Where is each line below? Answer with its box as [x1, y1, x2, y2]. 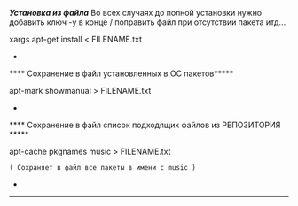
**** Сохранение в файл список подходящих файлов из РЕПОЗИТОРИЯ [9, 119, 281, 130]
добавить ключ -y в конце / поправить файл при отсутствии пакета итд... [9, 17, 286, 27]
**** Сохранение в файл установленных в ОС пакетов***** [9, 68, 234, 79]
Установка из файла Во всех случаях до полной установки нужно [9, 8, 263, 18]
